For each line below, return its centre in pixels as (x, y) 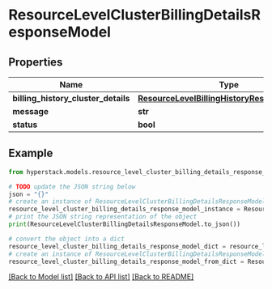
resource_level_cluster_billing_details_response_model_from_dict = (126, 261)
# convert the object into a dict (67, 239)
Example (31, 153)
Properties (36, 62)
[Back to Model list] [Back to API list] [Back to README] (101, 277)
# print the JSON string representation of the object (103, 217)
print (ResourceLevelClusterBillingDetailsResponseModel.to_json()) (125, 224)
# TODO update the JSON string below (72, 187)
